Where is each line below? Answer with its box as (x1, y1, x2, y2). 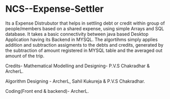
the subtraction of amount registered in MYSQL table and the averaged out (5, 47, 162, 53)
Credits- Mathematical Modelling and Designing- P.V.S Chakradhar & (5, 63, 150, 69)
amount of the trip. (5, 52, 45, 59)
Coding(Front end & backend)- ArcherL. (5, 88, 89, 94)
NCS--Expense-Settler (5, 3, 104, 15)
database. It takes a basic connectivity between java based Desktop (5, 31, 149, 37)
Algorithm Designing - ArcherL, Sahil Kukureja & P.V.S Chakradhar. (5, 78, 145, 84)
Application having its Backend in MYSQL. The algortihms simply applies (5, 36, 158, 43)
